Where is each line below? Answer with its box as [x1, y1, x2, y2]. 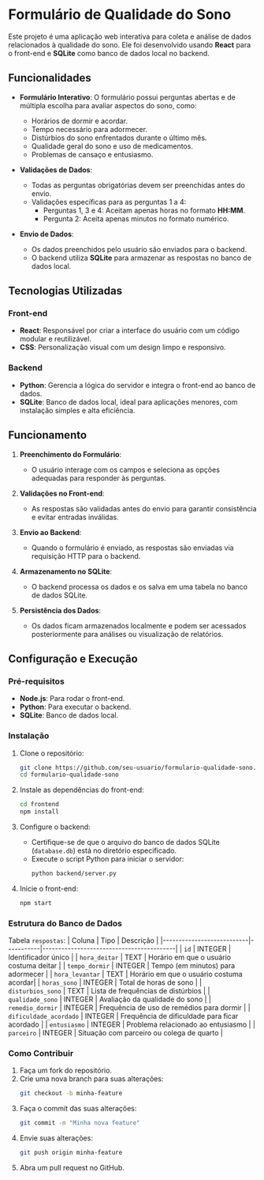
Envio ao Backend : [19, 527, 82, 537]
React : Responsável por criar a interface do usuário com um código [19, 326, 240, 335]
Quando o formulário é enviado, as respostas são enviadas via [31, 543, 234, 552]
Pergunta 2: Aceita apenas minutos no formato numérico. [43, 213, 229, 223]
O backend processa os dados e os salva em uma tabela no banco [31, 582, 248, 591]
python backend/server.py [31, 869, 117, 878]
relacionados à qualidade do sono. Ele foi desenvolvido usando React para [8, 40, 251, 49]
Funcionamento [8, 428, 87, 442]
